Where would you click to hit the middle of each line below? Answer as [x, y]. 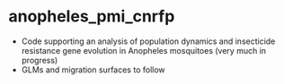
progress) [40, 60]
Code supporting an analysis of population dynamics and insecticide [148, 41]
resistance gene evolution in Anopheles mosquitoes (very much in [144, 50]
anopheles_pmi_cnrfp [92, 17]
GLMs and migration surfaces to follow [93, 70]
